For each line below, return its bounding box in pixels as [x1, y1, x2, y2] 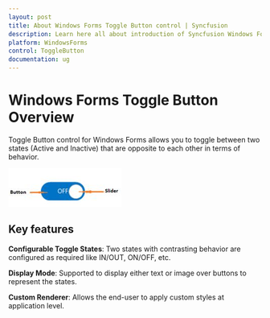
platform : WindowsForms [8, 39, 88, 47]
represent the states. [8, 276, 78, 286]
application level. [8, 300, 64, 310]
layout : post [8, 13, 52, 21]
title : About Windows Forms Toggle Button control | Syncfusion [8, 21, 228, 30]
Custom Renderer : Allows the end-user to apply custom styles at [8, 292, 225, 302]
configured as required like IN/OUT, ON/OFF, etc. [8, 252, 171, 262]
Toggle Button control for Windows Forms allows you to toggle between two [8, 134, 260, 144]
